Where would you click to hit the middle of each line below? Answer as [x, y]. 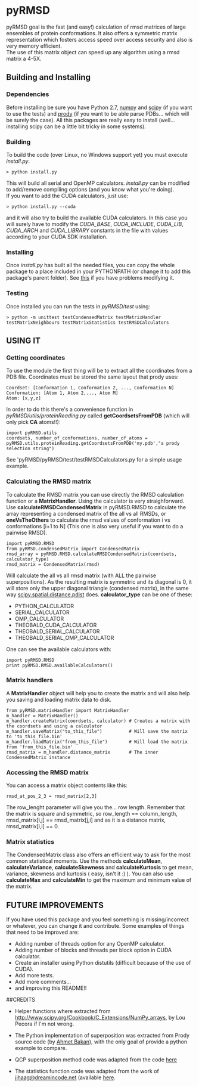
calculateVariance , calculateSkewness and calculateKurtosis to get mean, [100, 868]
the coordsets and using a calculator [54, 726]
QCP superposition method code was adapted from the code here [96, 1060]
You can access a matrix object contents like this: [67, 785]
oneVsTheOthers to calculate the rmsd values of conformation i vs [88, 520]
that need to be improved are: [43, 932]
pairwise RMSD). [27, 532]
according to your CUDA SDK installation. [57, 237]
